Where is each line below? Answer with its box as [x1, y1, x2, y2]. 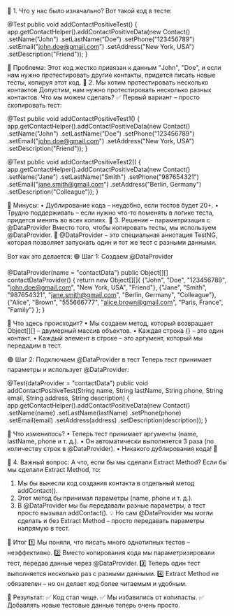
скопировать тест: [7, 101, 62, 109]
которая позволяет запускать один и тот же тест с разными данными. [7, 238, 217, 246]
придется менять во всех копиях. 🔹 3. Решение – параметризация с [7, 216, 211, 224]
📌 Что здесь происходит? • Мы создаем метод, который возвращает [7, 319, 214, 327]
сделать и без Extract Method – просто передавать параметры [17, 517, 205, 524]
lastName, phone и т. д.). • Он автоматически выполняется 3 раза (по [7, 437, 214, 445]
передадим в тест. [7, 341, 63, 350]
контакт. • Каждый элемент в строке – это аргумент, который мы [7, 334, 203, 342]
